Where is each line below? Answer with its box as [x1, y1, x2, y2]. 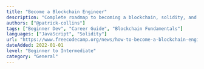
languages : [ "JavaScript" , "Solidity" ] [6, 31, 107, 37]
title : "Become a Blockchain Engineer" [6, 8, 107, 15]
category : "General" [6, 53, 59, 59]
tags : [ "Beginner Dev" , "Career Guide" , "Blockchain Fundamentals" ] [6, 25, 183, 32]
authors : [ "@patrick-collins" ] [6, 20, 86, 26]
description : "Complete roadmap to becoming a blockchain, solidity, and [6, 14, 197, 20]
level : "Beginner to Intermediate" [6, 48, 97, 54]
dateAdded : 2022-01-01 [6, 43, 64, 49]
